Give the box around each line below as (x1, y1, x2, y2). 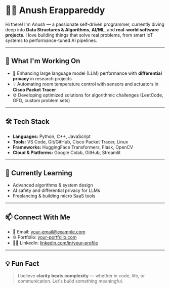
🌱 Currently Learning (5, 169, 72, 177)
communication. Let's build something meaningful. (17, 278, 123, 284)
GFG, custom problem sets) (12, 97, 70, 103)
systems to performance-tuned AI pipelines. (5, 37, 97, 43)
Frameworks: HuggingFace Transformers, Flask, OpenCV (12, 144, 133, 150)
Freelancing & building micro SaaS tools (12, 193, 96, 199)
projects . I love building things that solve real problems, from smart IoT (5, 32, 153, 38)
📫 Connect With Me (5, 213, 71, 221)
